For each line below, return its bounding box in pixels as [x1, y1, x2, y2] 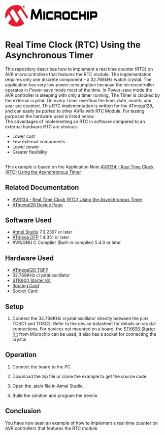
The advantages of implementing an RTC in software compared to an [5, 119, 145, 124]
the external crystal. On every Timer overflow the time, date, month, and [5, 97, 152, 103]
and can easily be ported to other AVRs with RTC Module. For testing [5, 108, 145, 114]
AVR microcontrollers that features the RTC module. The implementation [5, 71, 152, 77]
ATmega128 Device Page [12, 201, 63, 207]
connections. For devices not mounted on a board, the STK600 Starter [12, 326, 156, 332]
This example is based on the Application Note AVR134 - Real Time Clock [5, 163, 154, 170]
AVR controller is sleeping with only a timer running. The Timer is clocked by [5, 92, 160, 98]
